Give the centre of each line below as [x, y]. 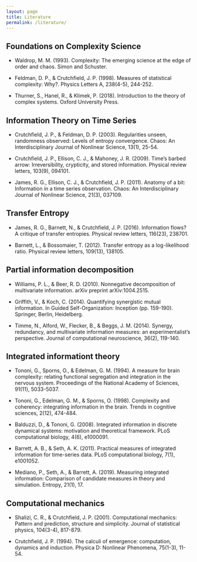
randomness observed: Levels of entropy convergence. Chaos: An [95, 141]
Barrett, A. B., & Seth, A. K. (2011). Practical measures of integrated [95, 449]
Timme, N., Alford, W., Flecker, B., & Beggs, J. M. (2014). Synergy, [94, 325]
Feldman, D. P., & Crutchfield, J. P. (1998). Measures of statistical [93, 78]
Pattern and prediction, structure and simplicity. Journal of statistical [97, 524]
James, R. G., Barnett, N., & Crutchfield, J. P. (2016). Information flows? [100, 228]
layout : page [22, 11]
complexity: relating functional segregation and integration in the [93, 377]
